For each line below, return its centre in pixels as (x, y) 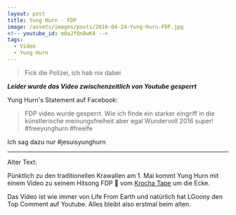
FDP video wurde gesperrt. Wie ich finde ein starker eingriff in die (120, 113)
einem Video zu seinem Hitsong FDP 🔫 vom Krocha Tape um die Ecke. (109, 183)
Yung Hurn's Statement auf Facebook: (63, 99)
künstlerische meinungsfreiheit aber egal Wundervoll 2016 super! (119, 120)
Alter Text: (22, 162)
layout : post (26, 14)
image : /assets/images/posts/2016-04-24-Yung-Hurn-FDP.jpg (96, 27)
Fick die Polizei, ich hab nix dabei (73, 72)
